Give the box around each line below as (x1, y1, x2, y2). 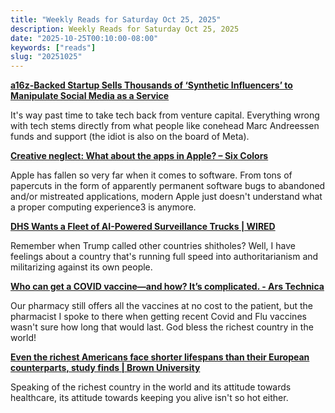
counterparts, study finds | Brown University (10, 362, 201, 374)
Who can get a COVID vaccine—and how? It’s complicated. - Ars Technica (10, 281, 325, 293)
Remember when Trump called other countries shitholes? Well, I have (10, 240, 296, 252)
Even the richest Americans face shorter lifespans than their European (10, 351, 310, 363)
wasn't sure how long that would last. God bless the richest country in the (10, 321, 314, 333)
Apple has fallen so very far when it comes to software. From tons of (10, 169, 293, 181)
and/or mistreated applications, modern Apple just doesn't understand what (10, 191, 323, 203)
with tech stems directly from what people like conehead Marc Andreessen (10, 120, 320, 132)
